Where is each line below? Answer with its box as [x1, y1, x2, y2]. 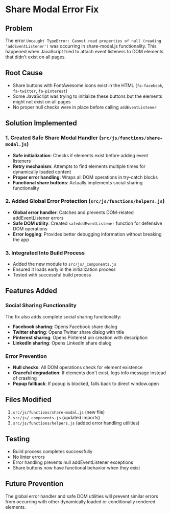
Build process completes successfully [12, 448, 93, 454]
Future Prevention [5, 480, 64, 488]
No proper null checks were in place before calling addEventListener [12, 104, 157, 110]
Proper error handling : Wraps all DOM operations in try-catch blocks [12, 174, 158, 180]
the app [12, 237, 29, 243]
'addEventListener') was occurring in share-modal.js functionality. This [5, 43, 157, 49]
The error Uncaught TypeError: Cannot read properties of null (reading [5, 37, 162, 44]
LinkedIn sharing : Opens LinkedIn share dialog [12, 339, 112, 346]
